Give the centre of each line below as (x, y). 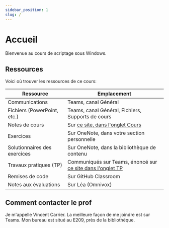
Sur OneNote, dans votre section (106, 133)
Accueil (21, 40)
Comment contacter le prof (49, 203)
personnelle (81, 139)
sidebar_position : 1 (27, 10)
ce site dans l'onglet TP (95, 168)
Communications (28, 102)
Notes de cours (26, 125)
